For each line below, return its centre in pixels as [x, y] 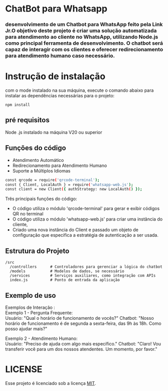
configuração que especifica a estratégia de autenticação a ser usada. [86, 235]
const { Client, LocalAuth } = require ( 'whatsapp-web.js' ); [69, 184]
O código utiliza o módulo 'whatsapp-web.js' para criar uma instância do [88, 219]
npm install [18, 105]
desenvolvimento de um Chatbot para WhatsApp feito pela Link [84, 25]
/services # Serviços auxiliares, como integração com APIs [83, 276]
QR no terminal [28, 214]
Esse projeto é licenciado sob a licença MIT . [51, 383]
